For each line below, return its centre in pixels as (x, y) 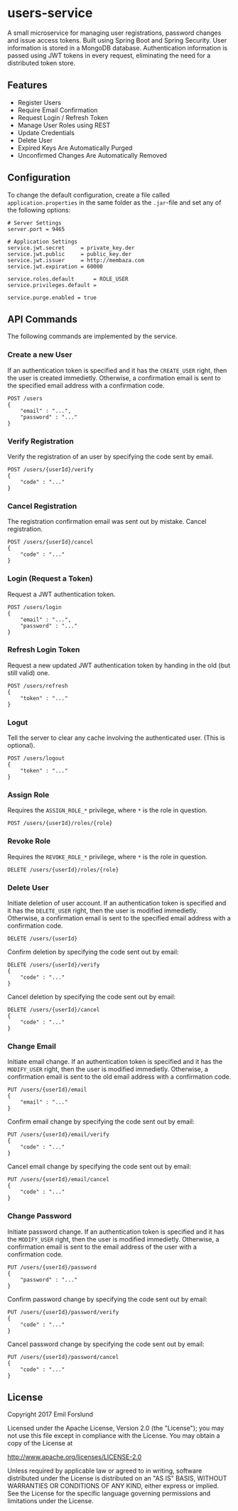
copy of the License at (40, 1443)
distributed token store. (42, 63)
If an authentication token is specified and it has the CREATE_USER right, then (117, 370)
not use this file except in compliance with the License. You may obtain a (114, 1436)
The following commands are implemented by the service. (92, 336)
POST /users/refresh (38, 686)
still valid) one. (28, 672)
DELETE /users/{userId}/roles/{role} (63, 870)
